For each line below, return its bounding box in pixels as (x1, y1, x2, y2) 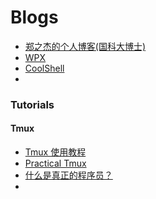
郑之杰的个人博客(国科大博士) (24, 40, 147, 52)
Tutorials (10, 97, 55, 111)
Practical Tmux (24, 157, 87, 170)
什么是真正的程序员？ (24, 169, 113, 181)
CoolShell (24, 62, 65, 74)
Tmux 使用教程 (24, 146, 87, 158)
